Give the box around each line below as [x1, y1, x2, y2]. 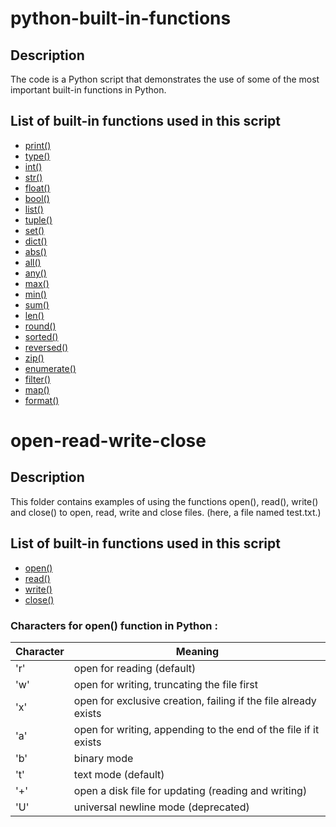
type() [24, 150, 51, 162]
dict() [24, 235, 48, 247]
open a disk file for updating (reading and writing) [73, 783, 308, 797]
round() [24, 320, 57, 332]
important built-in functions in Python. [10, 84, 167, 96]
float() [24, 182, 51, 194]
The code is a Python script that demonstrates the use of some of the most [10, 73, 320, 85]
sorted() [24, 330, 59, 342]
